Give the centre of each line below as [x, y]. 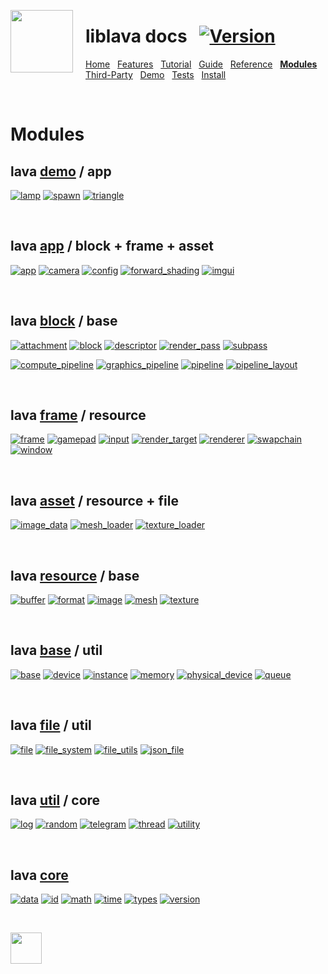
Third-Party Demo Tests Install [156, 74]
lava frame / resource [78, 415]
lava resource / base [75, 575]
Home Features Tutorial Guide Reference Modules [201, 64]
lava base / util [56, 650]
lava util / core [55, 800]
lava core [39, 875]
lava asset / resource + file [94, 500]
